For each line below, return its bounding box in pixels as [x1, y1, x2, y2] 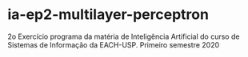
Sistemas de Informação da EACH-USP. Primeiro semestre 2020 [7, 40, 220, 49]
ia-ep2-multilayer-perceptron [7, 6, 210, 24]
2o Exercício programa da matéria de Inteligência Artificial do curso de [7, 32, 240, 41]
